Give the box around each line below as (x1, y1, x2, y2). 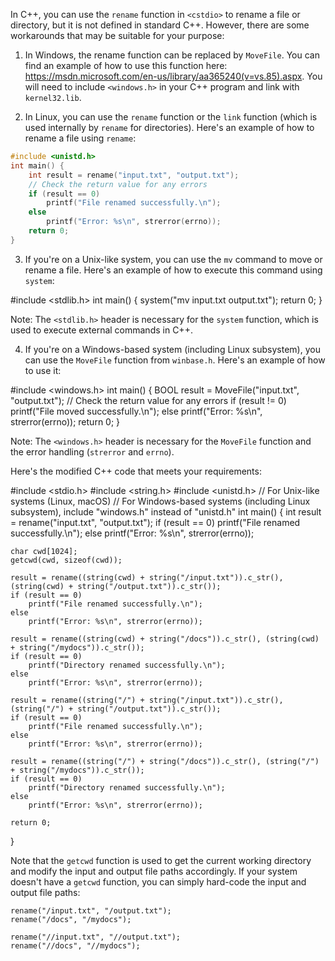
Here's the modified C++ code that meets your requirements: (10, 465, 262, 477)
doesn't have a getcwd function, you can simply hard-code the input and (10, 875, 307, 888)
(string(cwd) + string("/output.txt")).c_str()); (10, 581, 222, 591)
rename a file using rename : (24, 132, 137, 144)
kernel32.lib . (24, 92, 82, 103)
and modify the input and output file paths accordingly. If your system (10, 865, 298, 877)
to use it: (24, 364, 62, 376)
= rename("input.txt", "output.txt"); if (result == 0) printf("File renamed (10, 516, 301, 528)
